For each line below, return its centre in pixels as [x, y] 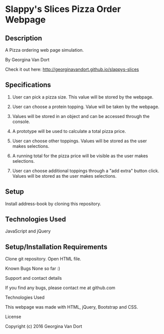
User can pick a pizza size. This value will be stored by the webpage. [83, 97]
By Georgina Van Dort [27, 60]
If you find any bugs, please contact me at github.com [60, 288]
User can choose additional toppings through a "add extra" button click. [86, 171]
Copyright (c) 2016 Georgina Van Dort [44, 327]
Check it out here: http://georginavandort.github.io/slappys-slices [72, 69]
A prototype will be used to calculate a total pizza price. [69, 131]
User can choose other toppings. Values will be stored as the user [80, 141]
